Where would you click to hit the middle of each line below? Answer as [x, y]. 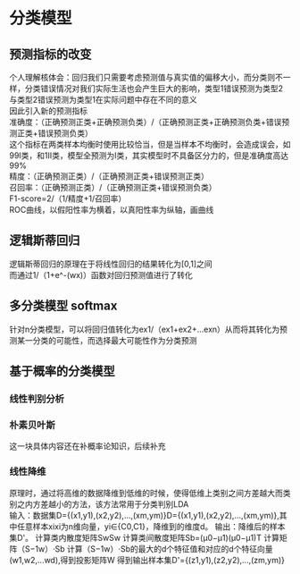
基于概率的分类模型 [62, 371]
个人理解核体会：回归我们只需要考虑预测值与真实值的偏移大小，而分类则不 [146, 77]
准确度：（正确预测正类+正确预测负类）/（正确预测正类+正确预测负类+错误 [146, 122]
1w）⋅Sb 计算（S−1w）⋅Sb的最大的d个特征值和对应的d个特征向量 [154, 549]
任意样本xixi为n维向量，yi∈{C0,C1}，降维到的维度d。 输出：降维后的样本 [151, 526]
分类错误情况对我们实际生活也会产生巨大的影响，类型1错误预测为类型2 [154, 89]
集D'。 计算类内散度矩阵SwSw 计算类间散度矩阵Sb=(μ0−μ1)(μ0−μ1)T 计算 [144, 537]
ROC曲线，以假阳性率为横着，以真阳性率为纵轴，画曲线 [112, 210]
